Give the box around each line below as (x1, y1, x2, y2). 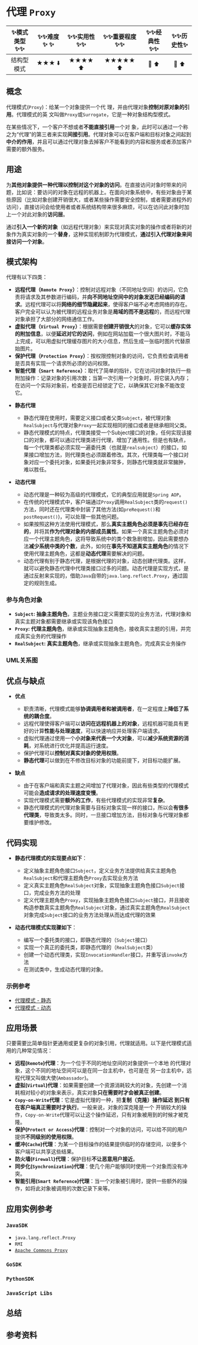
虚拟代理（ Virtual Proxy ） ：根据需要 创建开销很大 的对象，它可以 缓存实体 (14, 323, 192, 330)
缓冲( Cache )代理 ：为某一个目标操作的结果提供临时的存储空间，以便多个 (14, 1141, 187, 1148)
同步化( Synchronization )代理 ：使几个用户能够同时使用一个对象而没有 (14, 1163, 183, 1170)
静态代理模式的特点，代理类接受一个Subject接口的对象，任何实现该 (23, 429, 187, 437)
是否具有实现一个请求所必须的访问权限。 (14, 360, 113, 367)
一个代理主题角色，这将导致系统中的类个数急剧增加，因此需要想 (28, 535, 184, 543)
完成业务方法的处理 (34, 889, 81, 897)
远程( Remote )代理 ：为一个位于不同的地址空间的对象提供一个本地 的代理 (14, 1059, 186, 1067)
